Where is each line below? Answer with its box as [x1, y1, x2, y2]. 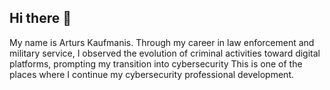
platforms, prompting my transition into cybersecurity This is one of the [9, 57, 303, 70]
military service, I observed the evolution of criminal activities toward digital [9, 47, 321, 59]
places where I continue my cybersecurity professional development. [9, 68, 294, 80]
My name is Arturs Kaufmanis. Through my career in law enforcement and [9, 36, 315, 48]
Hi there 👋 [9, 10, 72, 27]
